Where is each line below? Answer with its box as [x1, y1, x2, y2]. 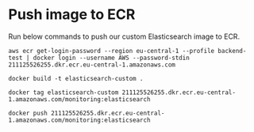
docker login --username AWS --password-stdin [33, 54, 190, 62]
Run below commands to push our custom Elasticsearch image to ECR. [8, 32, 241, 41]
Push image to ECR [8, 6, 136, 24]
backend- [217, 47, 247, 55]
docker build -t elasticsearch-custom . [8, 74, 144, 82]
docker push [8, 109, 48, 117]
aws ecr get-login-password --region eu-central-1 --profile [8, 47, 215, 55]
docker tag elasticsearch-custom [8, 89, 119, 96]
